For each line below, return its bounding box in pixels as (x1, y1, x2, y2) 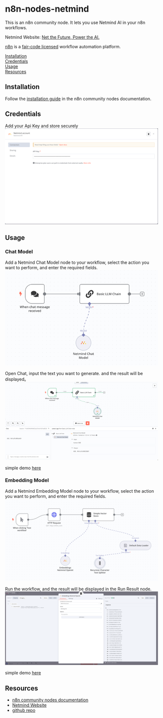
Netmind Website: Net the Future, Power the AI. (5, 34, 100, 40)
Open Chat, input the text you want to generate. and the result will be (5, 371, 143, 377)
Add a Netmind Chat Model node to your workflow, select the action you (5, 259, 149, 265)
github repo (12, 707, 35, 713)
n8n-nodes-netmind (5, 3, 89, 15)
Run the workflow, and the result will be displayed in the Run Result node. (5, 586, 152, 592)
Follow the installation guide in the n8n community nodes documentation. (5, 96, 152, 101)
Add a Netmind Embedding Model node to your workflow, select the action (5, 488, 154, 494)
